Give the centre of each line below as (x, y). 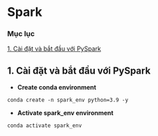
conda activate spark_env (44, 126)
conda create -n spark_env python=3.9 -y (68, 100)
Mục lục (21, 34)
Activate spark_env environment (65, 113)
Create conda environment (57, 87)
